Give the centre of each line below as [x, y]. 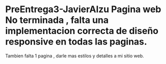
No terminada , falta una [57, 20]
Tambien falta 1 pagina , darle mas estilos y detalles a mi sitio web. [75, 56]
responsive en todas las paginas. [76, 42]
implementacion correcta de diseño [82, 31]
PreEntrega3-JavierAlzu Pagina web [83, 9]
